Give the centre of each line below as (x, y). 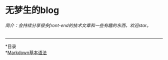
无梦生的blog (32, 10)
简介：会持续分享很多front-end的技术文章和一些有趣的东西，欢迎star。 (78, 25)
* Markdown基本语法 (26, 52)
